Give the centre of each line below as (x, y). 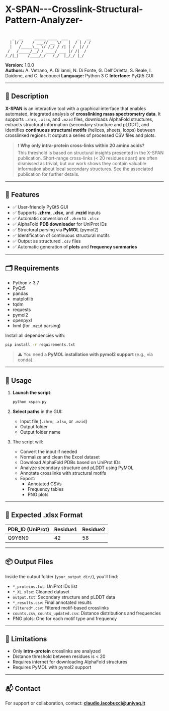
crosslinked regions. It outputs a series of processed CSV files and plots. (80, 135)
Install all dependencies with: (35, 336)
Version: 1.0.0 (20, 65)
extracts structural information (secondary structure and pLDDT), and (77, 124)
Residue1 (66, 529)
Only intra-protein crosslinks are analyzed (57, 651)
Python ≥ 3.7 (26, 283)
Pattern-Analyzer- (44, 20)
